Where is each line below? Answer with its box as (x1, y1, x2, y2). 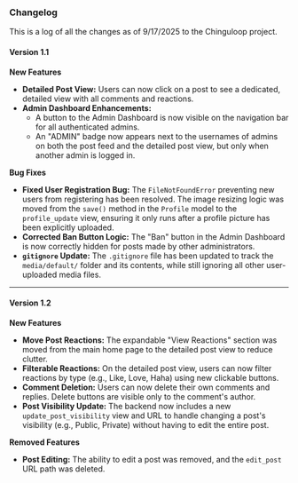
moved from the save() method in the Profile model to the (21, 202, 238, 214)
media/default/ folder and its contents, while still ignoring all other (21, 259, 264, 270)
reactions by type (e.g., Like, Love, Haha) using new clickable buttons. (21, 372, 279, 383)
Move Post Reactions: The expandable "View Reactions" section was (21, 335, 278, 345)
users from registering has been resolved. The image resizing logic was (21, 194, 285, 204)
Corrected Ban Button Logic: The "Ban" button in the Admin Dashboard (21, 231, 286, 241)
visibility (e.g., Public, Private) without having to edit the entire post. (21, 419, 270, 430)
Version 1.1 (9, 46, 50, 57)
